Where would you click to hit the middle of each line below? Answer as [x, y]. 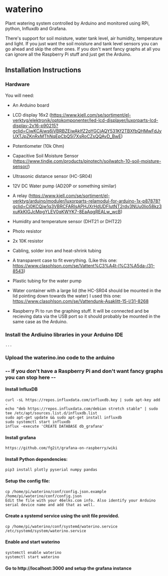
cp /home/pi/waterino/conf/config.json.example [56, 492]
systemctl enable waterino [33, 552]
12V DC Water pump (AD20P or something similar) [64, 186]
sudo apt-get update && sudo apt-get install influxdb [64, 417]
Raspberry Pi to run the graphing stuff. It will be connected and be [81, 311]
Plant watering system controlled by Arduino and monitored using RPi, [77, 23]
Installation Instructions [43, 70]
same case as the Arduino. [40, 321]
